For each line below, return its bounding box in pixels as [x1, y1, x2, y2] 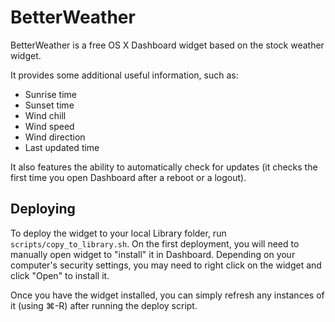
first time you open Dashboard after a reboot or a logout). [10, 171, 247, 183]
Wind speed [24, 120, 75, 132]
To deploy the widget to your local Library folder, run [10, 227, 227, 239]
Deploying [10, 201, 76, 218]
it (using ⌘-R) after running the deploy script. [10, 299, 198, 311]
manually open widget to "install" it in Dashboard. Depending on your [10, 248, 296, 260]
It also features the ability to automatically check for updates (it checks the [10, 161, 318, 173]
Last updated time [24, 141, 100, 153]
